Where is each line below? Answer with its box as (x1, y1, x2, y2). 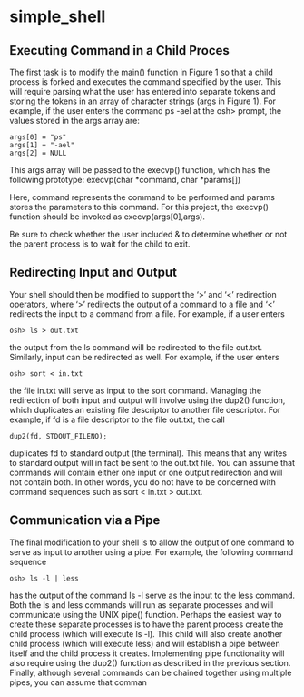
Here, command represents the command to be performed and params (9, 192, 275, 202)
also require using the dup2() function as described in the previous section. (9, 657, 291, 668)
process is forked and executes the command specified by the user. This (9, 76, 282, 87)
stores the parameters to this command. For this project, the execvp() (9, 202, 270, 212)
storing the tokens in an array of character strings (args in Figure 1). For (9, 96, 277, 106)
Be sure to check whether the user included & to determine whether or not (9, 229, 288, 239)
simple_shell (9, 6, 106, 27)
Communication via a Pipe (9, 512, 161, 529)
